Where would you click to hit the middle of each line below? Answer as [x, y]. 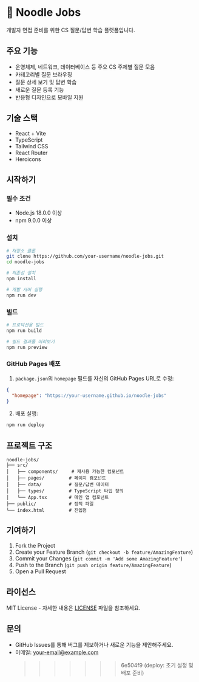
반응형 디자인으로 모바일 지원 [49, 97]
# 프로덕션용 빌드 [25, 325]
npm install [21, 279]
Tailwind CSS [32, 146]
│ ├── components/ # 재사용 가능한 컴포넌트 [65, 472]
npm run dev [21, 295]
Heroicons [28, 159]
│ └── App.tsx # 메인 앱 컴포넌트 [58, 498]
